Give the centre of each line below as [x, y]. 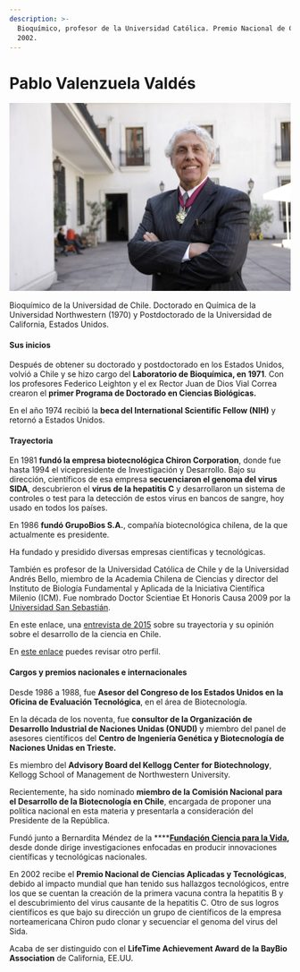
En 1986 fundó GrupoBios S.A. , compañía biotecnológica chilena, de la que [149, 525]
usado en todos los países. [58, 508]
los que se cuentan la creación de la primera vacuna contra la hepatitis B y [146, 893]
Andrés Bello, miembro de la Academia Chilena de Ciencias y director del [144, 579]
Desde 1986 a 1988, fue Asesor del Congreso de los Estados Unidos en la [146, 692]
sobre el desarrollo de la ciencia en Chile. [85, 635]
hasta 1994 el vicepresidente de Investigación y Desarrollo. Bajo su [133, 470]
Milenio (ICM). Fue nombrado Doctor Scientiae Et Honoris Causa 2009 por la [150, 598]
